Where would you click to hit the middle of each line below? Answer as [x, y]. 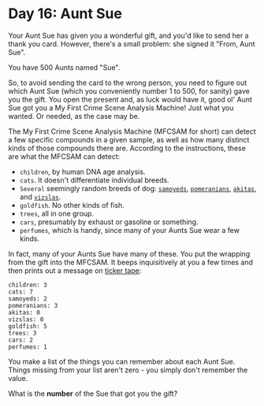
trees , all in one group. [57, 213]
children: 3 [28, 285]
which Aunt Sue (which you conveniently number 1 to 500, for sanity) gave [129, 90]
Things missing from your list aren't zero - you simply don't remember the [128, 370]
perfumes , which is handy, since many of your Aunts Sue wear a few [130, 230]
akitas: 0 [24, 312]
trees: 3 [22, 333]
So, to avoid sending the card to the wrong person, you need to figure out [128, 83]
